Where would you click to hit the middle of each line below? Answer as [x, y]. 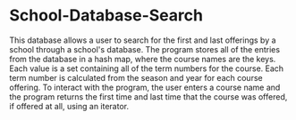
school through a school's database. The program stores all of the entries [144, 49]
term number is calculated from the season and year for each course [136, 77]
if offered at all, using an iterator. [69, 106]
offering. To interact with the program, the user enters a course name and [145, 87]
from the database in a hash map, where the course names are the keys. [143, 59]
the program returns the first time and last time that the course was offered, [148, 96]
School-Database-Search [106, 16]
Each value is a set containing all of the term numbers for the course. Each [147, 68]
